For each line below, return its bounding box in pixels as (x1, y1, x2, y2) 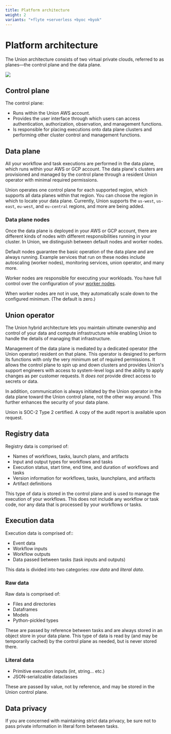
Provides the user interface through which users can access (12, 115, 140, 121)
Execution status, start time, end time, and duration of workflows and (12, 464, 159, 470)
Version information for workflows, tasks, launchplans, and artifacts (12, 475, 156, 481)
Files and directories (12, 601, 56, 607)
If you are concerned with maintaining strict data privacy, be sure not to (5, 718, 156, 724)
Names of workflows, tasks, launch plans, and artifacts (12, 453, 129, 459)
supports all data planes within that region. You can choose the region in (5, 192, 158, 198)
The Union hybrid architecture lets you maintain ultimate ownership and (5, 325, 156, 331)
